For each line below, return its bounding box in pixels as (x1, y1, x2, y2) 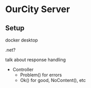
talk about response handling (5, 57, 66, 63)
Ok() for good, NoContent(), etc (20, 77, 86, 83)
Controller (12, 67, 34, 72)
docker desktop (5, 37, 38, 43)
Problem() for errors (20, 72, 62, 78)
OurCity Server (5, 4, 70, 15)
